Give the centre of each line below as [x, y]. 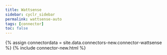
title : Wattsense [23, 10]
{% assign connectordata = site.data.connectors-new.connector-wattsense [84, 42]
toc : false [17, 28]
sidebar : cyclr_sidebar [30, 14]
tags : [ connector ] [24, 24]
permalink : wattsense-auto [34, 19]
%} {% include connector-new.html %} [46, 48]
